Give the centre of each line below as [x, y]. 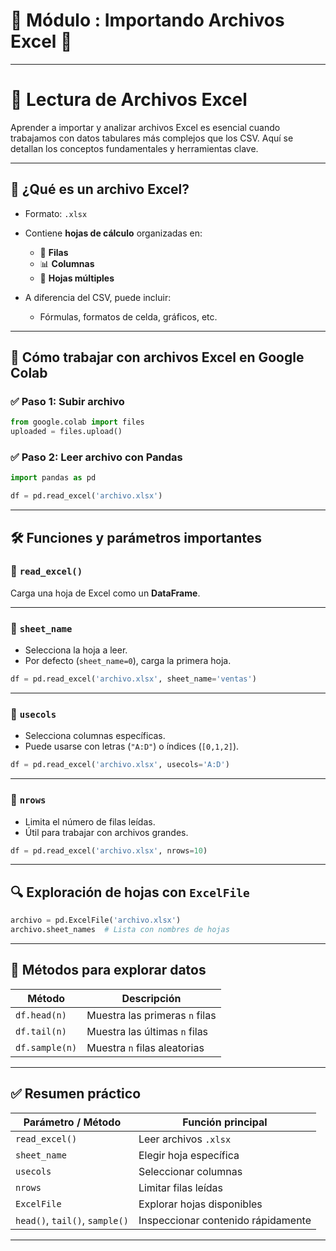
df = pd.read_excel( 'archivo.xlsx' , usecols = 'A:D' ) [120, 765]
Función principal [225, 1122]
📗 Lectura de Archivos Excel [129, 100]
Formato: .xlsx [56, 213]
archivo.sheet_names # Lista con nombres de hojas [120, 930]
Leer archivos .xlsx [185, 1139]
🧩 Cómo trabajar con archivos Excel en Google [157, 357]
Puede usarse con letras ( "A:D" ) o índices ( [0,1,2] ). [132, 746]
